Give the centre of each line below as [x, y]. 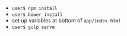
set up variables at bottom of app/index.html [66, 20]
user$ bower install [37, 15]
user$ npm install [34, 8]
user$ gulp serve [33, 27]
